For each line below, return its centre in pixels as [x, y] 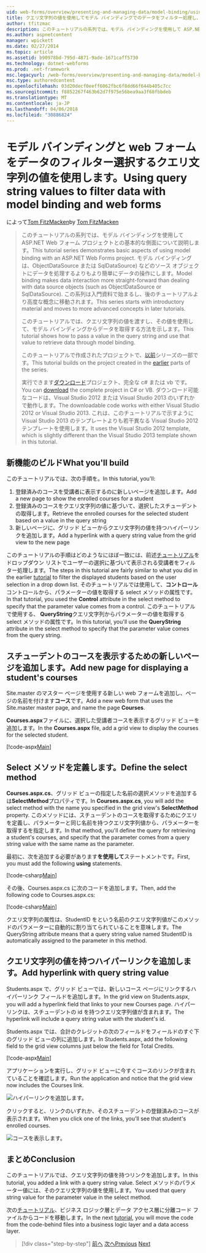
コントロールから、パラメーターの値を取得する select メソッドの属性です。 [101, 592]
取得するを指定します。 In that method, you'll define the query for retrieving [101, 830]
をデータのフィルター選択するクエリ [97, 162]
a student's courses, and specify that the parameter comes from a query [98, 837]
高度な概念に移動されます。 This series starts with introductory [105, 302]
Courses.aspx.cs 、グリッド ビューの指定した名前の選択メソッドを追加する [102, 793]
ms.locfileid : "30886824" [39, 115]
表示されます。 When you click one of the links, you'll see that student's [96, 1119]
